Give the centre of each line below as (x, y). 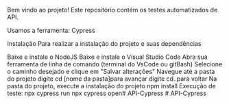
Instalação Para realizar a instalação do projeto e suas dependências (104, 43)
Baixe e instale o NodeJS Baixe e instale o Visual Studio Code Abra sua (107, 57)
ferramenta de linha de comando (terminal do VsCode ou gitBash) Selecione (115, 64)
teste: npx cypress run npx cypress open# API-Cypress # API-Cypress (107, 93)
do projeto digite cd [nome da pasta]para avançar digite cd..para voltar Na (112, 79)
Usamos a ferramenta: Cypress (51, 30)
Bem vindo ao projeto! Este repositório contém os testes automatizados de (112, 10)
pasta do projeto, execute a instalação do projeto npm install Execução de (111, 86)
